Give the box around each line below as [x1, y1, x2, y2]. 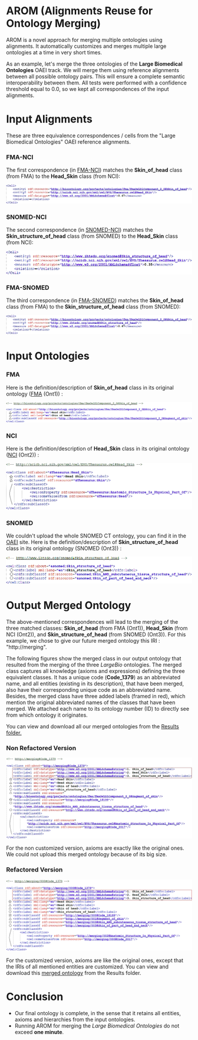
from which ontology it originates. [6, 711, 88, 719]
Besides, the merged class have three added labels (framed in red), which [6, 693, 186, 700]
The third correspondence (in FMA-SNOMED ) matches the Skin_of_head [6, 297, 184, 304]
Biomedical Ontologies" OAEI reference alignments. [6, 138, 131, 145]
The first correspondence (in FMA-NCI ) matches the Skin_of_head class [6, 167, 183, 174]
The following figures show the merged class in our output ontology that [6, 655, 181, 662]
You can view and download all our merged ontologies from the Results [6, 723, 179, 730]
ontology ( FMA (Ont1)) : [6, 390, 63, 397]
